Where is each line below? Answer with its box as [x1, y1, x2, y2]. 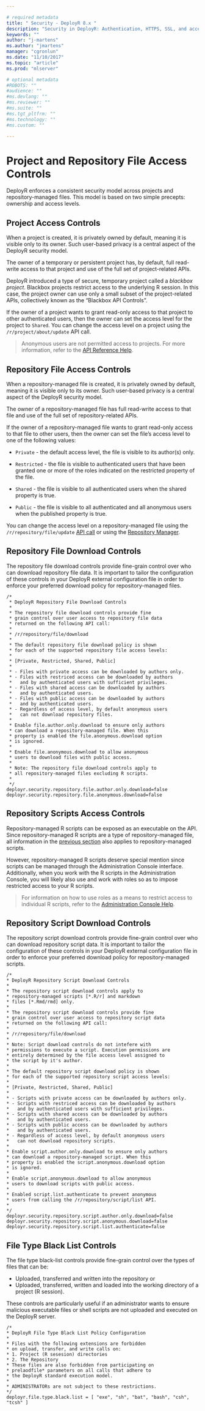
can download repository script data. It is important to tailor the [6, 940, 165, 948]
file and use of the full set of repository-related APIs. [6, 411, 138, 419]
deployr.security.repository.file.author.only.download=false [6, 786, 168, 792]
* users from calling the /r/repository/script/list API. [6, 1197, 157, 1203]
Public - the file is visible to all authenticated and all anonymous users [15, 503, 192, 511]
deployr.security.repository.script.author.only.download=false [6, 1213, 173, 1219]
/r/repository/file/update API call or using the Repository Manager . [6, 528, 181, 535]
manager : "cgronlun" [6, 48, 59, 55]
